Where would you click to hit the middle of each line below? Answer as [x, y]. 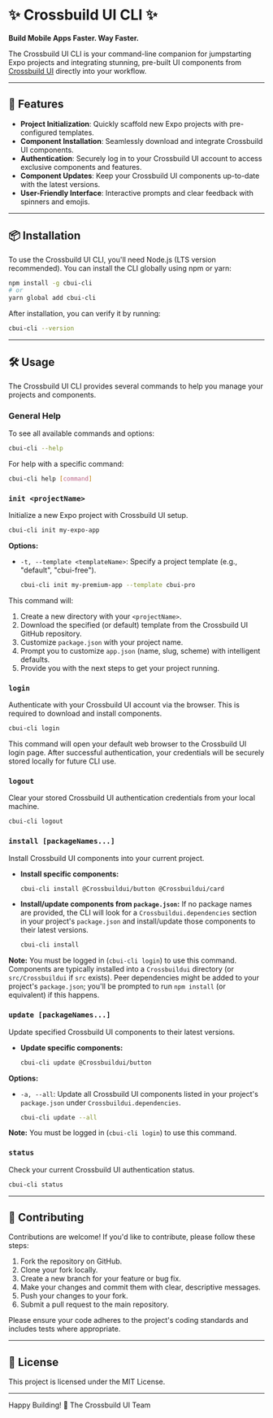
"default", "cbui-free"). [58, 570]
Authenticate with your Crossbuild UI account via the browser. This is [124, 705]
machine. [24, 807]
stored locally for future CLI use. [62, 761]
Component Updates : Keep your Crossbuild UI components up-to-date [140, 176]
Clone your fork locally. [59, 1270]
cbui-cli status [36, 1185]
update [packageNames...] [60, 1015]
